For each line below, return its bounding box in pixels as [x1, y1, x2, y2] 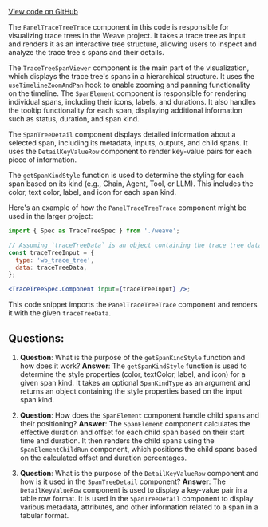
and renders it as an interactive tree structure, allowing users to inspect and [8, 39, 257, 49]
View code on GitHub [8, 7, 78, 16]
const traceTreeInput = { [8, 248, 94, 256]
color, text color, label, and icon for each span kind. [8, 188, 177, 196]
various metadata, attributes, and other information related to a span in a [19, 502, 258, 512]
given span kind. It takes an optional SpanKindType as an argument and [19, 378, 251, 387]
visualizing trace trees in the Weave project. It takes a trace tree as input [8, 31, 246, 40]
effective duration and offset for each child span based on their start [19, 427, 245, 437]
